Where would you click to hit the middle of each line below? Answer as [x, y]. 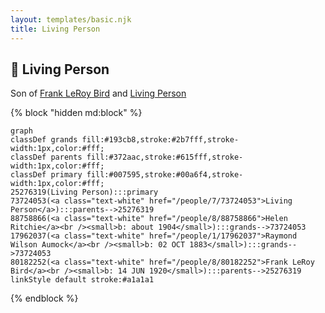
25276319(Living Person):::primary [84, 192]
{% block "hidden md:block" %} [76, 113]
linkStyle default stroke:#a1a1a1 [82, 280]
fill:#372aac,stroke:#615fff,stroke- [165, 157]
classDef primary [46, 175]
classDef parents [46, 157]
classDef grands [44, 140]
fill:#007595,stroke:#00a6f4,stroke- [165, 175]
